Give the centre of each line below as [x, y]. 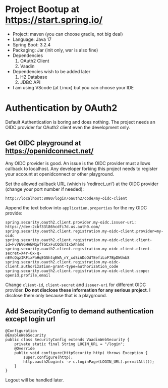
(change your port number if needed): [45, 189]
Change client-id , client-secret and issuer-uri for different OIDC [76, 285]
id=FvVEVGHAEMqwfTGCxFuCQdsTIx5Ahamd [45, 244]
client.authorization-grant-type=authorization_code [62, 266]
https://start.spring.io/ [54, 20]
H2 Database [34, 77]
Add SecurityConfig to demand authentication [79, 311]
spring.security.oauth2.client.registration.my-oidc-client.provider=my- [85, 231]
